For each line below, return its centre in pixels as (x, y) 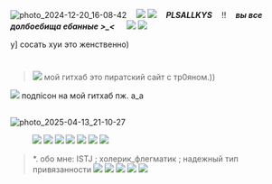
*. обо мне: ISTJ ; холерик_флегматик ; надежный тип (135, 159)
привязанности (62, 169)
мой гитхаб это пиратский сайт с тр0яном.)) (130, 78)
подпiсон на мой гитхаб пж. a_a (82, 96)
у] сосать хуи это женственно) (70, 44)
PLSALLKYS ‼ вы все (214, 15)
